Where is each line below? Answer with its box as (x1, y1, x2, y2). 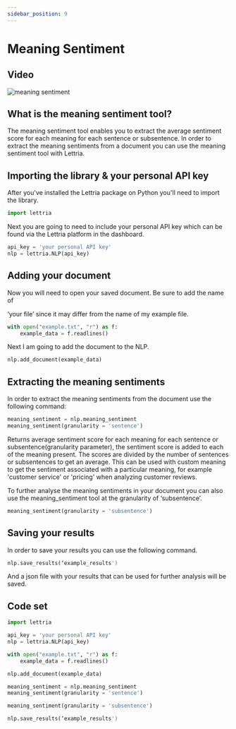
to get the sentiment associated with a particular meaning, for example (7, 465, 213, 473)
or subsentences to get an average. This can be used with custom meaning (7, 457, 226, 466)
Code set (7, 600, 48, 612)
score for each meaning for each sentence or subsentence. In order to (7, 134, 211, 143)
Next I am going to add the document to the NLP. (7, 343, 149, 351)
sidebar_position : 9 (7, 10, 68, 18)
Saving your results (7, 527, 95, 539)
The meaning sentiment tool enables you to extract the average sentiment (7, 126, 222, 135)
